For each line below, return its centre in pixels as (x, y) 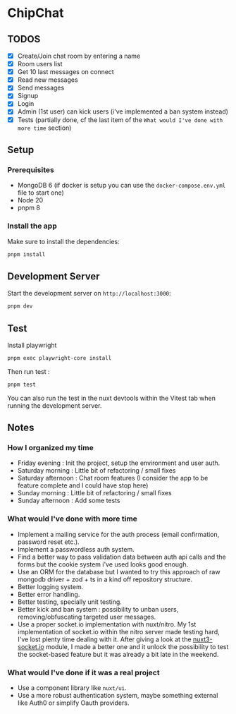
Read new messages (48, 80)
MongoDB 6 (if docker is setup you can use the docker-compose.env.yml (122, 186)
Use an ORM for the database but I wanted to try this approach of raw (119, 571)
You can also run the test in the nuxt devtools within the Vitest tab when (112, 398)
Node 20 (30, 200)
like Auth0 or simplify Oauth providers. (73, 703)
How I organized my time (50, 447)
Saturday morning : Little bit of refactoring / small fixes (97, 471)
